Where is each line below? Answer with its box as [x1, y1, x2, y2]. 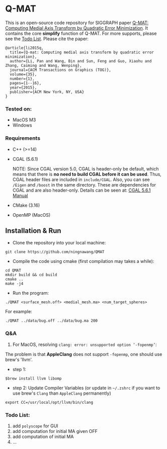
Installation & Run [5, 226, 61, 235]
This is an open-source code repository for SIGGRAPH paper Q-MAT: [5, 20, 149, 26]
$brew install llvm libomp [5, 376, 62, 381]
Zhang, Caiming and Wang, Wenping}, [5, 63, 82, 68]
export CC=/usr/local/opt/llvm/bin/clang [5, 400, 94, 405]
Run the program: [12, 290, 49, 296]
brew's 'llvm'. [5, 356, 33, 363]
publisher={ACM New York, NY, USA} [10, 89, 85, 95]
